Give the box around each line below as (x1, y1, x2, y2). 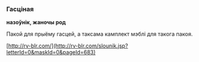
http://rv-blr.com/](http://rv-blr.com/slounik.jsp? (8, 42, 128, 50)
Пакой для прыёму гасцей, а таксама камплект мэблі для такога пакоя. (6, 30, 193, 38)
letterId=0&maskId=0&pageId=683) (6, 49, 96, 56)
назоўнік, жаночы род (6, 19, 66, 26)
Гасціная (6, 5, 34, 13)
